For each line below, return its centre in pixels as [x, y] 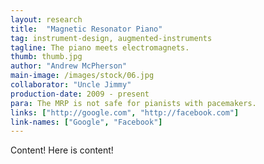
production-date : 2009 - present [80, 94]
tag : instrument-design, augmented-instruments [111, 38]
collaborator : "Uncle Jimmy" [71, 85]
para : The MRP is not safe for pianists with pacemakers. [133, 103]
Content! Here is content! [62, 150]
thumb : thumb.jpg [46, 57]
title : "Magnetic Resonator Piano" [86, 29]
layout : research [46, 19]
